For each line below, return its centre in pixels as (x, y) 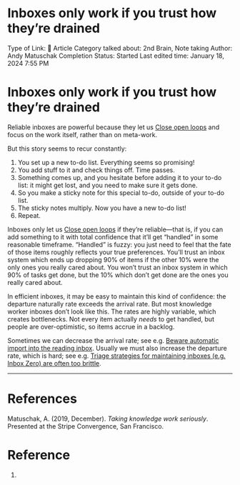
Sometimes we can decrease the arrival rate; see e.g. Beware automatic (113, 340)
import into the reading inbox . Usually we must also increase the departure (117, 348)
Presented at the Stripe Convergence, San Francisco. (86, 426)
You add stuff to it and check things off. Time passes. (96, 170)
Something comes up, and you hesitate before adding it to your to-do (120, 177)
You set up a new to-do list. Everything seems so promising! (106, 162)
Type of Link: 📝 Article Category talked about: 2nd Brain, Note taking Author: (120, 48)
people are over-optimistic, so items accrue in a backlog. (91, 326)
